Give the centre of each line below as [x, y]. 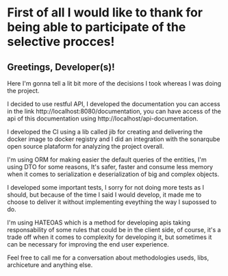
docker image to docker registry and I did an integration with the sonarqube [114, 139]
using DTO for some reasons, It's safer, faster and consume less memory [110, 167]
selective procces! [61, 42]
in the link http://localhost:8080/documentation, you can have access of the [114, 111]
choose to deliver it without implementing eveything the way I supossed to [112, 202]
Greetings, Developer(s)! [61, 67]
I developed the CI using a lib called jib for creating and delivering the [105, 132]
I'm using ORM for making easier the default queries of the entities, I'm [107, 160]
